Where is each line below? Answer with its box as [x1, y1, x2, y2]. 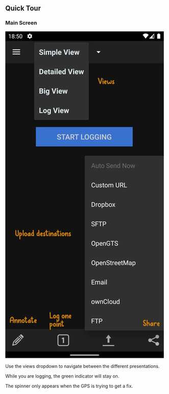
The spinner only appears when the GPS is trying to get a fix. [5, 383, 133, 389]
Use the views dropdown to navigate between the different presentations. [5, 363, 160, 369]
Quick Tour [5, 4, 41, 13]
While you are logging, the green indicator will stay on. [5, 373, 120, 379]
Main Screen [5, 19, 37, 27]
